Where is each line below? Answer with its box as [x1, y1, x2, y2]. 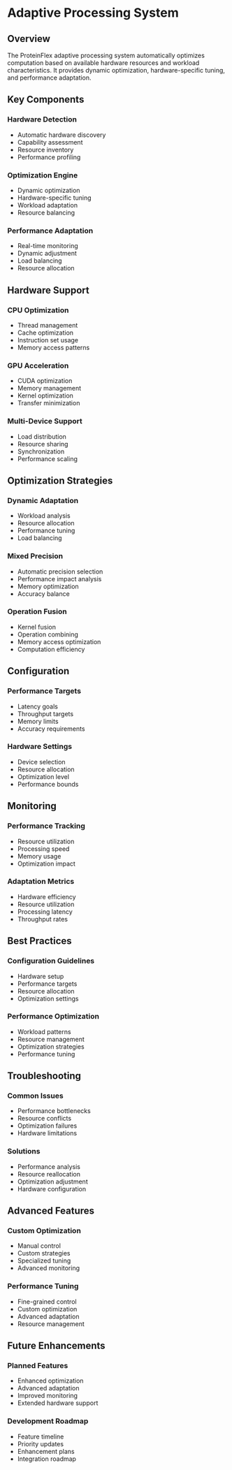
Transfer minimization [17, 399, 80, 407]
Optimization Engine [7, 170, 78, 180]
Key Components [7, 94, 85, 105]
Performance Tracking [7, 821, 86, 831]
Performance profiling [17, 152, 81, 161]
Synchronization [17, 447, 65, 456]
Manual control [17, 1242, 61, 1250]
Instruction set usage [17, 335, 79, 344]
